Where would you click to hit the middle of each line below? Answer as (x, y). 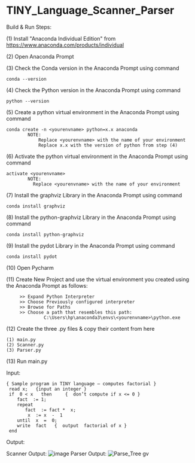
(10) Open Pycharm (30, 267)
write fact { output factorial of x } (72, 425)
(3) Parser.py (24, 350)
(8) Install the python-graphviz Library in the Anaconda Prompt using (91, 217)
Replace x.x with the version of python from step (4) (108, 145)
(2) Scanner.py (25, 345)
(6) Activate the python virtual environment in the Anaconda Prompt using (97, 156)
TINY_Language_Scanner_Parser (90, 10)
